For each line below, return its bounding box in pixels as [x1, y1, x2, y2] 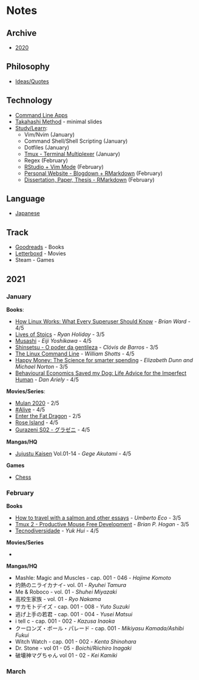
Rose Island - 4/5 [15, 419, 59, 426]
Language [6, 194, 46, 204]
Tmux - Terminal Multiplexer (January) [24, 150, 120, 157]
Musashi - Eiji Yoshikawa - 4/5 [15, 337, 92, 344]
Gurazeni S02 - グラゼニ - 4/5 [15, 426, 90, 433]
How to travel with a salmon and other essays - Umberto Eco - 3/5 [15, 514, 181, 521]
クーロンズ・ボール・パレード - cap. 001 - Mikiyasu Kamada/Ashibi [15, 625, 184, 632]
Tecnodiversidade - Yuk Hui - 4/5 [15, 527, 99, 535]
